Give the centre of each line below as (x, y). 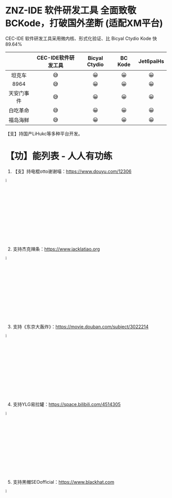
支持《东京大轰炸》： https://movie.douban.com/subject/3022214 (81, 326)
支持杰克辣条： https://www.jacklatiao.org (56, 249)
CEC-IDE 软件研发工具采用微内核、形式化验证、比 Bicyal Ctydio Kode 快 (81, 38)
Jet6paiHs (151, 61)
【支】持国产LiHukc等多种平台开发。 (44, 133)
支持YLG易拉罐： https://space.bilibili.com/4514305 (67, 404)
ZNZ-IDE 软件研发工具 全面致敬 (71, 10)
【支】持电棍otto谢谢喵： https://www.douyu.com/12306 (72, 171)
